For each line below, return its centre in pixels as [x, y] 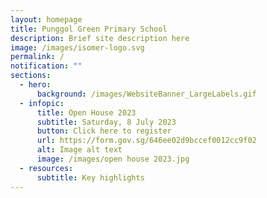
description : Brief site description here [100, 38]
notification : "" [46, 66]
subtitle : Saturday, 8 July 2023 [106, 122]
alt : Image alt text [79, 150]
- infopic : [42, 103]
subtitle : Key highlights [90, 177]
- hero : [35, 85]
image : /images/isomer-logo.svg [77, 47]
